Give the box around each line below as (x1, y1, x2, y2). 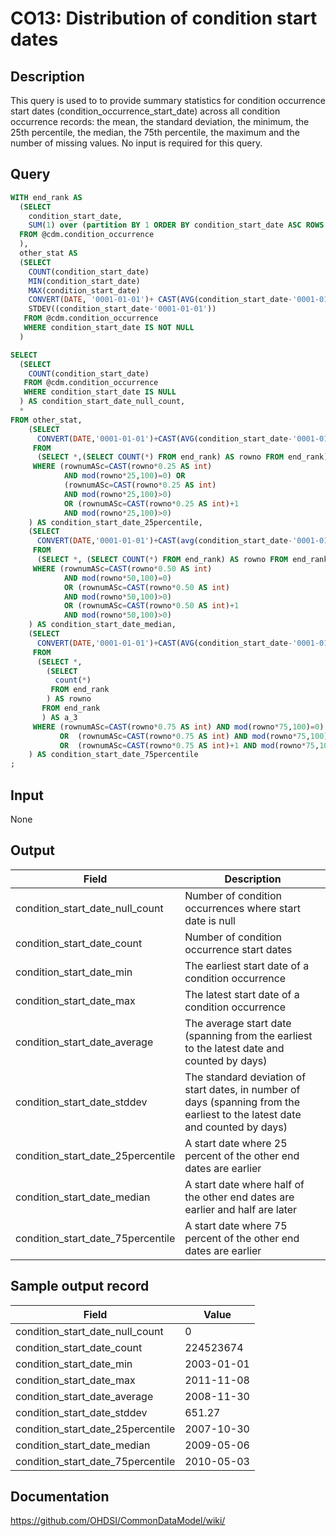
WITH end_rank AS (10, 192, 83, 202)
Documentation (10, 1488, 110, 1506)
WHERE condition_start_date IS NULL (23, 387, 177, 397)
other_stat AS (19, 248, 78, 259)
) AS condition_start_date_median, (28, 620, 177, 630)
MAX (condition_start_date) (28, 285, 141, 296)
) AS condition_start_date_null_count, (19, 397, 186, 407)
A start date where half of (184, 1177, 305, 1191)
